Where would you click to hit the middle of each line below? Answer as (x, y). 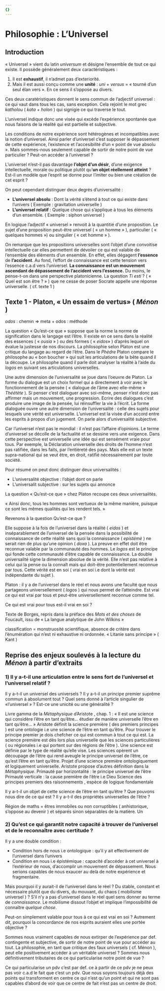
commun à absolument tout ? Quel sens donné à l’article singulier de (74, 699)
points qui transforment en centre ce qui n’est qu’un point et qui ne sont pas (82, 978)
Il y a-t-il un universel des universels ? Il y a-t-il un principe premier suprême (82, 694)
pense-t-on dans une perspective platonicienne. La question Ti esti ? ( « (78, 276)
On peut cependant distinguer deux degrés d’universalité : (64, 189)
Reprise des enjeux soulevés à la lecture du (73, 655)
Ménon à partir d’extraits (44, 663)
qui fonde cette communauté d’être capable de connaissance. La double (79, 554)
